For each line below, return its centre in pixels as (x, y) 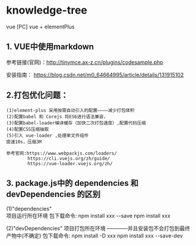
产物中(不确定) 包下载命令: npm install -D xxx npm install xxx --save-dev (94, 236)
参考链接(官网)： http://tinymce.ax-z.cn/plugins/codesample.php (85, 62)
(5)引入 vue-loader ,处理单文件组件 (48, 136)
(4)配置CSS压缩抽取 (28, 129)
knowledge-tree (47, 10)
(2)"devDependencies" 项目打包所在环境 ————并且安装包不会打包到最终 (98, 228)
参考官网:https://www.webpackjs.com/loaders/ (62, 153)
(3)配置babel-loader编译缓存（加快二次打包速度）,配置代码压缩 (76, 123)
